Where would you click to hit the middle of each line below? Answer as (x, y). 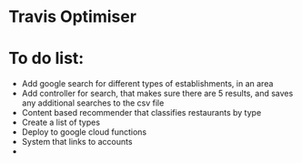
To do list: (46, 59)
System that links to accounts (77, 142)
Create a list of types (61, 122)
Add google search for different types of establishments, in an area (147, 84)
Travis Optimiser (73, 17)
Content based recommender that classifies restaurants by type (141, 113)
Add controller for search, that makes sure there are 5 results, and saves (157, 94)
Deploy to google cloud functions (84, 132)
